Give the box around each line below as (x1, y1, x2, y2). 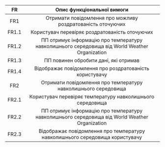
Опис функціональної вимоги (55, 6, 129, 13)
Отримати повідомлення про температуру (41, 79, 143, 86)
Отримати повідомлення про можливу (46, 15, 138, 21)
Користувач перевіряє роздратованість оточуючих (30, 29, 153, 35)
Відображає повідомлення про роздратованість (34, 65, 150, 72)
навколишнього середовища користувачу (41, 134, 142, 141)
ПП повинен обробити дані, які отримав (44, 57, 140, 63)
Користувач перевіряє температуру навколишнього (29, 93, 155, 100)
